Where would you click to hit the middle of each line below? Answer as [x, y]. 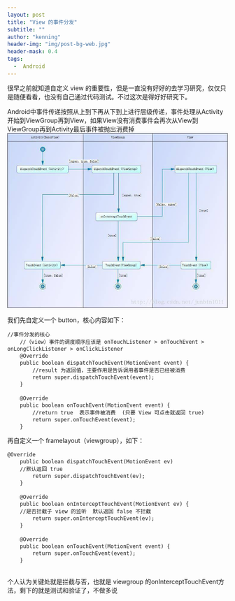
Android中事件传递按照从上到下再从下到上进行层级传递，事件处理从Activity [115, 111]
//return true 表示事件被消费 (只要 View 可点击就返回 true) [119, 413]
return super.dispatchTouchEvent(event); [94, 377]
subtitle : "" [26, 29]
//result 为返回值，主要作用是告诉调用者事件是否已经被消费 [109, 370]
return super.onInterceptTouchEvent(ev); [94, 519]
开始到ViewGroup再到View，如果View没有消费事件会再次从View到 [103, 120]
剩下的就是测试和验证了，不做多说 [68, 591]
